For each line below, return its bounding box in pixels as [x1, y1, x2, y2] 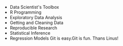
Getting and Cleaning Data [9, 20, 64, 25]
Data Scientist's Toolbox [9, 4, 59, 10]
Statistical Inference [9, 30, 51, 36]
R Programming [9, 9, 42, 15]
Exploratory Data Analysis [9, 15, 62, 20]
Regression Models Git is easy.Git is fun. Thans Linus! [9, 35, 119, 41]
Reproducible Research [9, 25, 58, 31]
